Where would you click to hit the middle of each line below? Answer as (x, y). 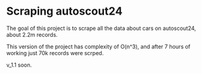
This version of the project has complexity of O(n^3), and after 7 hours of (99, 46)
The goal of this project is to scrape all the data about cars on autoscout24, (101, 28)
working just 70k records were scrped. (55, 53)
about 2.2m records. (32, 34)
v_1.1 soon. (19, 65)
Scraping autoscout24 (65, 11)
